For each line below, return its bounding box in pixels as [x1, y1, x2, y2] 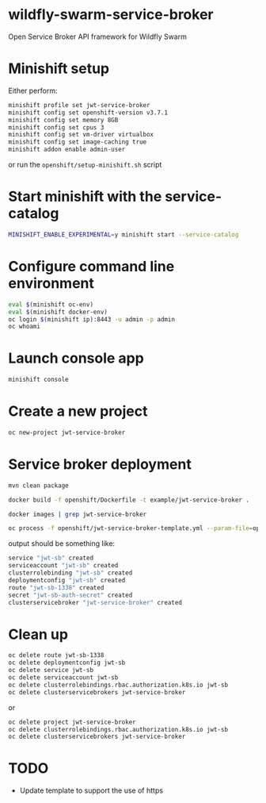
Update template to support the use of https [19, 786, 164, 795]
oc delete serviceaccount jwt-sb [8, 674, 119, 682]
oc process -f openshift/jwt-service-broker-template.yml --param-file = [8, 524, 253, 532]
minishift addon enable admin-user [8, 145, 126, 154]
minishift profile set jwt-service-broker [8, 101, 150, 109]
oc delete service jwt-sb [8, 667, 93, 674]
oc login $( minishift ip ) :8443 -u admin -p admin [8, 315, 176, 323]
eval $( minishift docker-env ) [8, 308, 108, 316]
